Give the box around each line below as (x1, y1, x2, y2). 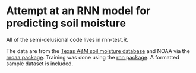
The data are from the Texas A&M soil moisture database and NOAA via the (6, 47, 190, 54)
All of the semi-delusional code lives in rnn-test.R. (6, 36, 129, 43)
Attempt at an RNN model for (6, 4, 151, 18)
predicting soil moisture (6, 16, 127, 30)
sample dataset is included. (6, 60, 73, 67)
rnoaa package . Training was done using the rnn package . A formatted (6, 54, 179, 61)
